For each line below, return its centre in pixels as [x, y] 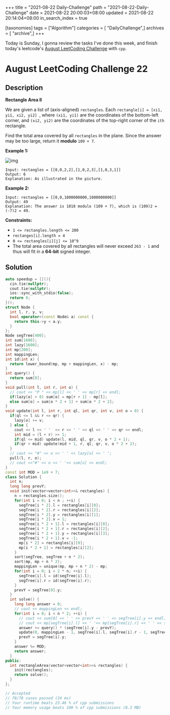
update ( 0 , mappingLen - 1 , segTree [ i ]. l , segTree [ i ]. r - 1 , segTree [92, 632]
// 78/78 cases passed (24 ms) [38, 698]
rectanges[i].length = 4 [39, 236]
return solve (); [32, 675]
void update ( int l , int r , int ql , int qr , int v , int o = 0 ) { [75, 411]
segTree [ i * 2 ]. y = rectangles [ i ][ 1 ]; [59, 515]
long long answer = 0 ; [38, 604]
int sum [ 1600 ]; [21, 341]
